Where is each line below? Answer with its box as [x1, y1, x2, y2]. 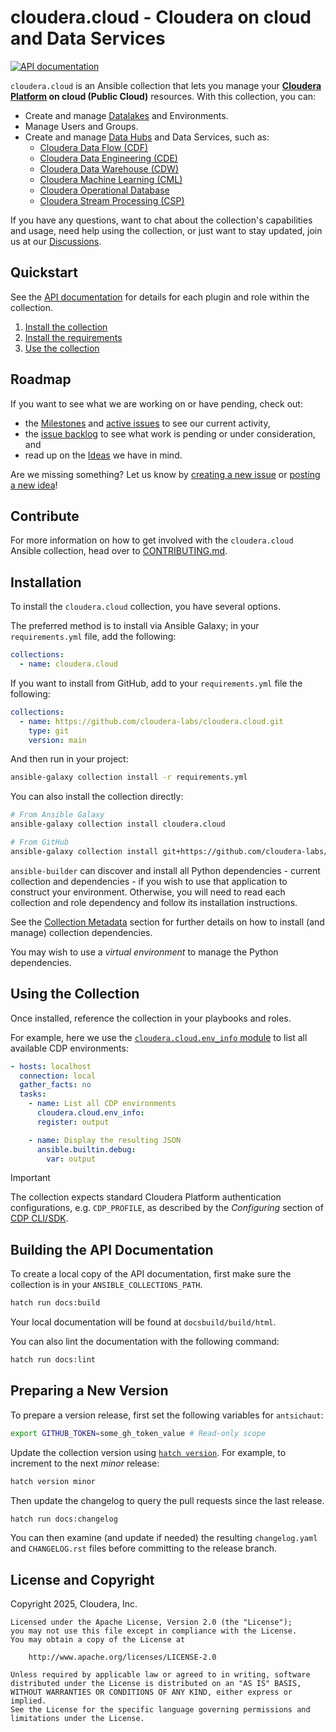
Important [10, 1172, 51, 1184]
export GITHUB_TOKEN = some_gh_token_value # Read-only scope [10, 1428, 267, 1438]
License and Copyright [10, 1571, 155, 1588]
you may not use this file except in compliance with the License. [10, 1626, 298, 1636]
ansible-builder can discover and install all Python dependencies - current [10, 864, 321, 876]
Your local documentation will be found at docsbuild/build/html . [10, 1316, 277, 1328]
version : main [28, 735, 87, 745]
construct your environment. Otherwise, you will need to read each [10, 886, 286, 898]
